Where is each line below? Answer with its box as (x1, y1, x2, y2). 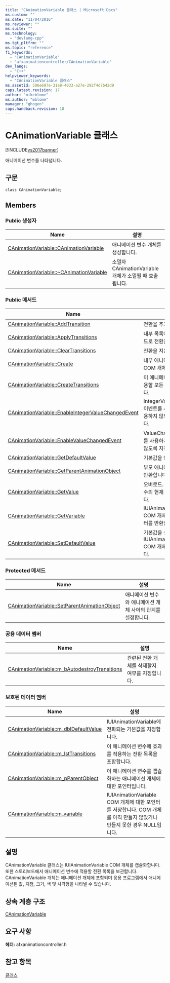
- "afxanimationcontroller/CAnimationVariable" (10, 59, 112, 64)
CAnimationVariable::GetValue (8, 488, 79, 495)
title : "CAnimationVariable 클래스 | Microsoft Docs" (5, 7, 118, 13)
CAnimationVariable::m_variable (8, 810, 82, 817)
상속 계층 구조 (5, 897, 46, 906)
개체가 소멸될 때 (112, 272, 148, 279)
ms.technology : (5, 31, 37, 36)
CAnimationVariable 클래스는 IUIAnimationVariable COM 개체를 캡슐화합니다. (5, 862, 161, 868)
